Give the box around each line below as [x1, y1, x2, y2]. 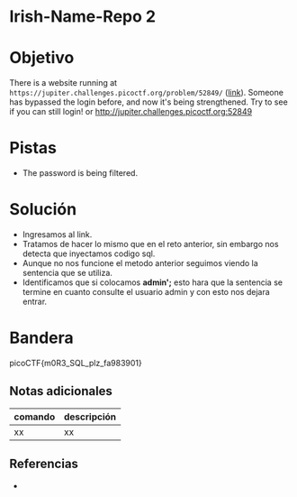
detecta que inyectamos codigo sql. [22, 248, 156, 259]
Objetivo [9, 48, 75, 69]
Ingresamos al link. [22, 229, 93, 240]
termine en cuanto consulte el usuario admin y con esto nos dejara [22, 287, 270, 297]
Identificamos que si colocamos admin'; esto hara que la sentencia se [22, 277, 283, 288]
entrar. [22, 296, 48, 307]
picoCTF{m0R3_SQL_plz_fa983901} [9, 357, 142, 368]
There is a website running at [9, 78, 118, 88]
